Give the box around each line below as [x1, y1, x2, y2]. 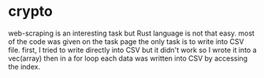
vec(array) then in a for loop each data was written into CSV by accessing [8, 54, 248, 63]
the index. [8, 61, 41, 71]
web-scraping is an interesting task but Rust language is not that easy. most [8, 28, 255, 38]
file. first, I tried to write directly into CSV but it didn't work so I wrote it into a [8, 45, 258, 54]
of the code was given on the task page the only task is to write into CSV [8, 36, 244, 46]
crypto [8, 2, 53, 20]
